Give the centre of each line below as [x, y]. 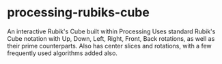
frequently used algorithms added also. [63, 53]
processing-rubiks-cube [79, 13]
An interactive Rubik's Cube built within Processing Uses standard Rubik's [111, 31]
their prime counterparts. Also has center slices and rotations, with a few [109, 46]
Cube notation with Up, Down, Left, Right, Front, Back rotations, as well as [111, 38]
